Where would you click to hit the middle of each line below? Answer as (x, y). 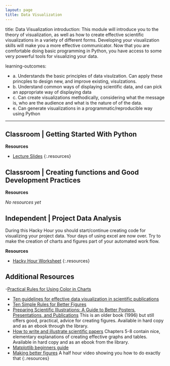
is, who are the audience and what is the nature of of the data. (77, 103)
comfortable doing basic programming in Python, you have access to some (83, 51)
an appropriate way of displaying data (52, 92)
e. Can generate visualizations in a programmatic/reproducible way (82, 108)
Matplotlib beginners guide (41, 347)
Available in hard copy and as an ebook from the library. (71, 342)
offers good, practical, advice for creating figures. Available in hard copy (88, 320)
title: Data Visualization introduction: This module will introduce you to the (82, 29)
